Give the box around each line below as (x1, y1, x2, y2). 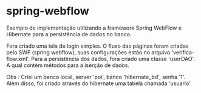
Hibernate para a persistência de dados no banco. (6, 30, 132, 37)
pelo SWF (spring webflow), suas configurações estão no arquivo (6, 48, 171, 56)
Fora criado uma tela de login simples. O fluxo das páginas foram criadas (6, 42, 189, 50)
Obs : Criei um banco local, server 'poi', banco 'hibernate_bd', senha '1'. (6, 73, 186, 80)
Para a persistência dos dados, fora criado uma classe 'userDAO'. (31, 55, 196, 62)
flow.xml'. (6, 55, 30, 62)
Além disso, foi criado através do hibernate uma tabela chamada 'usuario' (6, 80, 191, 87)
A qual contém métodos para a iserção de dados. (6, 62, 129, 69)
